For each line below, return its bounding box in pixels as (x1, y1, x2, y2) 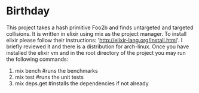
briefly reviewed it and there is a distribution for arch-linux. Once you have (6, 43, 189, 50)
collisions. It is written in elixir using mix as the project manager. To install (6, 30, 187, 37)
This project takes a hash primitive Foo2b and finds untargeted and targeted (6, 24, 194, 31)
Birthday (6, 4, 50, 18)
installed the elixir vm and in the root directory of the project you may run (6, 49, 186, 56)
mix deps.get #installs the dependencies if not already (14, 79, 149, 87)
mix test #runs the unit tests (14, 73, 84, 80)
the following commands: (6, 55, 69, 63)
